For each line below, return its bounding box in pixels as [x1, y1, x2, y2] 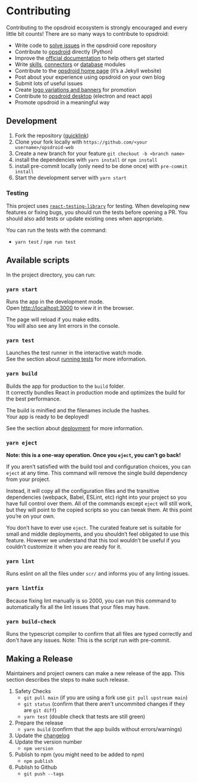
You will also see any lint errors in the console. [6, 322, 120, 330]
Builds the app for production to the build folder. [6, 383, 125, 390]
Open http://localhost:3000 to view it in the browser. [6, 304, 134, 312]
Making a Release [6, 654, 73, 664]
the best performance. [6, 395, 61, 402]
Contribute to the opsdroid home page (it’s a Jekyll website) [14, 67, 162, 74]
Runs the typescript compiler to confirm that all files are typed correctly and [6, 630, 192, 637]
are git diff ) [23, 706, 56, 713]
